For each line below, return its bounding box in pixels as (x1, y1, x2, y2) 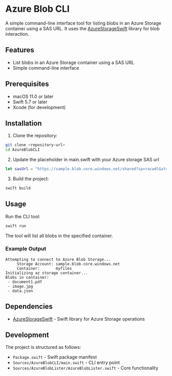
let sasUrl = (5, 166, 33, 172)
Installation (5, 119, 42, 128)
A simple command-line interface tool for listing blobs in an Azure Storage (5, 20, 161, 26)
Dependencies (5, 302, 53, 311)
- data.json (7, 288, 33, 294)
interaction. (5, 31, 30, 37)
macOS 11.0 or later (12, 93, 54, 99)
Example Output (5, 245, 47, 253)
